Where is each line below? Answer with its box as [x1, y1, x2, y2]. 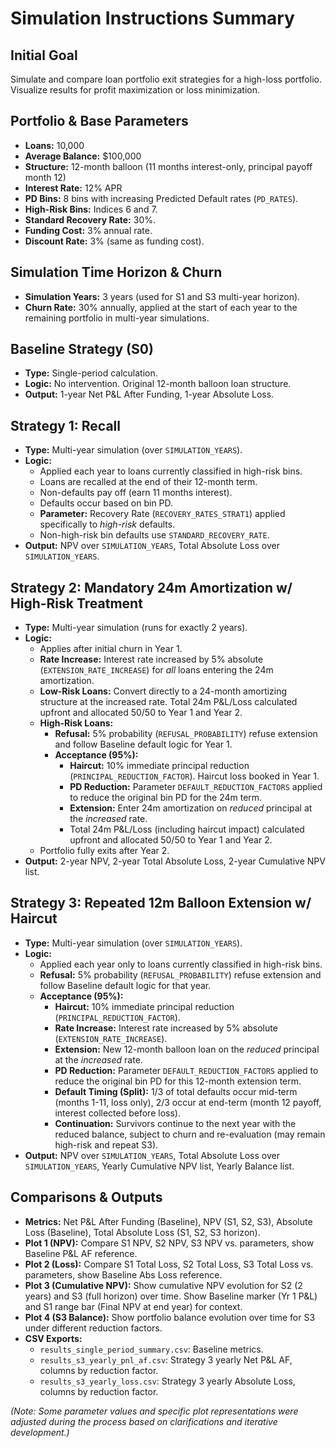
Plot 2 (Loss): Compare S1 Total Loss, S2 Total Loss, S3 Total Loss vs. [24, 1258, 314, 1270]
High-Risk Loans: [39, 717, 114, 729]
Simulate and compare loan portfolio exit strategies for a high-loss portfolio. [10, 73, 322, 85]
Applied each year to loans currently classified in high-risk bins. [39, 465, 303, 477]
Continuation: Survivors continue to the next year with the [54, 1117, 297, 1129]
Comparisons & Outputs [10, 1189, 163, 1206]
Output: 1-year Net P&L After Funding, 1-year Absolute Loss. [24, 388, 275, 401]
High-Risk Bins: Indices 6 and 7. [24, 203, 158, 215]
